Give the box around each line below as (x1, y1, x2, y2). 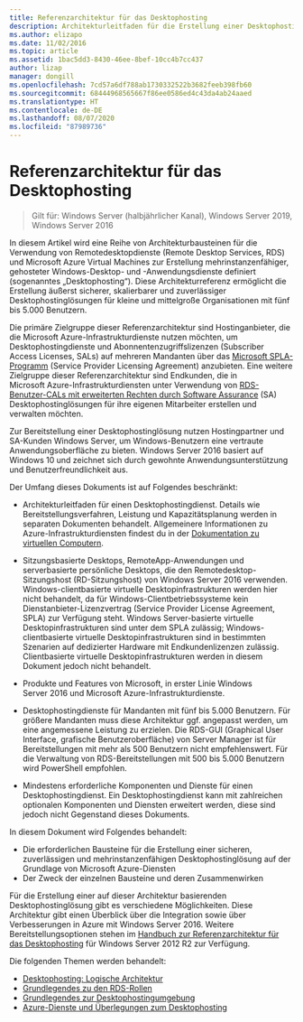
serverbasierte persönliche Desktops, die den (22, 564, 193, 575)
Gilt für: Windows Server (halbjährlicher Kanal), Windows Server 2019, (31, 209, 293, 221)
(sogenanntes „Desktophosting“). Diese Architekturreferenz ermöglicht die (9, 275, 287, 286)
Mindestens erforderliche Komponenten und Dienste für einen (22, 780, 253, 791)
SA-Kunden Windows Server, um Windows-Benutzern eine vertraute (9, 435, 264, 446)
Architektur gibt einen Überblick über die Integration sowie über (9, 909, 246, 920)
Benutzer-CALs (9, 389, 67, 400)
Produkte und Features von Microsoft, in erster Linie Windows (22, 678, 252, 689)
